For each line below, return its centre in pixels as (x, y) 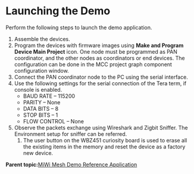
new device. (38, 153)
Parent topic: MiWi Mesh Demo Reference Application (71, 164)
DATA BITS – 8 (41, 108)
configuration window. (41, 70)
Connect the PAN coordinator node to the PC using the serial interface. (101, 77)
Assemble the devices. (42, 39)
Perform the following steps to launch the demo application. (79, 27)
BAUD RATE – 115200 (49, 96)
